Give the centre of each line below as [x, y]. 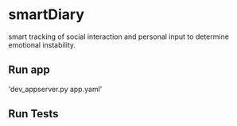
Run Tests [33, 114]
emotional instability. [42, 44]
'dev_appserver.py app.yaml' [55, 89]
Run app [29, 70]
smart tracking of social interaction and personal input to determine [118, 36]
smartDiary [47, 15]
